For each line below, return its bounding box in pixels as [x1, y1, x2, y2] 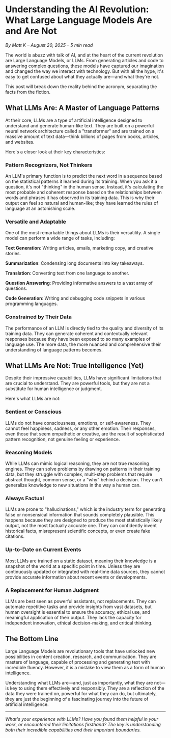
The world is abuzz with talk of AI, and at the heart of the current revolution [5, 52, 163, 58]
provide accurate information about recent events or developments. [5, 574, 147, 580]
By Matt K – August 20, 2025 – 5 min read [5, 42, 93, 48]
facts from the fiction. [5, 89, 51, 95]
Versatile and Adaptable [5, 218, 66, 225]
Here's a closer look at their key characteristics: [5, 149, 105, 155]
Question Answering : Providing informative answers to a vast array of [5, 280, 153, 286]
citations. [5, 533, 24, 539]
